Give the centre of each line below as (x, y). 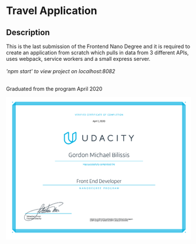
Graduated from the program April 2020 (54, 89)
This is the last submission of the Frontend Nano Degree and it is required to (98, 46)
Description (28, 32)
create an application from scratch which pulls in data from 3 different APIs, (97, 53)
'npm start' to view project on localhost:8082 (61, 71)
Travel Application (52, 11)
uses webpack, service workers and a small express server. (78, 59)
